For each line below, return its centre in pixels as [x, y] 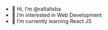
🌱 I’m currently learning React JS [52, 21]
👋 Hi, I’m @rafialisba [36, 9]
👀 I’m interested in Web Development [57, 15]
